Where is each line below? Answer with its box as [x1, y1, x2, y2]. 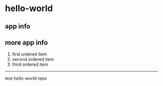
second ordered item [12, 57, 54, 62]
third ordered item [12, 61, 49, 68]
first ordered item [12, 51, 47, 57]
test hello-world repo [5, 75, 47, 81]
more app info [5, 38, 48, 46]
